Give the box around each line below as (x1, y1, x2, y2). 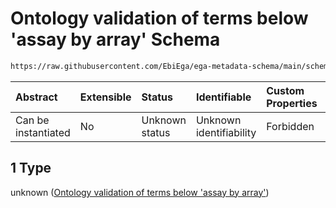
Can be (15, 113, 50, 127)
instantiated (15, 125, 71, 139)
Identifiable (195, 90, 252, 104)
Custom (266, 83, 305, 97)
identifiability (195, 125, 257, 139)
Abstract (15, 90, 58, 104)
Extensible (79, 90, 132, 104)
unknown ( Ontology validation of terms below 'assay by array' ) (10, 186, 270, 198)
